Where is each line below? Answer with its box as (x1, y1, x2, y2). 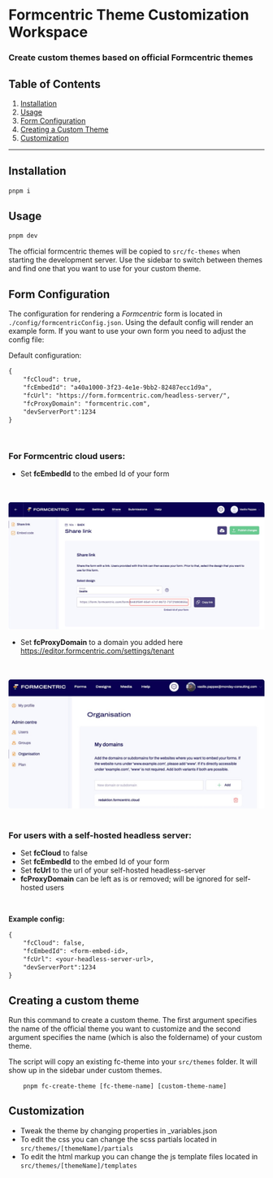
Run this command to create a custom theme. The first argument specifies (8, 1016, 258, 1025)
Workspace (8, 23, 88, 41)
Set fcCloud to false (19, 848, 88, 858)
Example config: (8, 914, 65, 924)
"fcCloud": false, (23, 939, 85, 947)
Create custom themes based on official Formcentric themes (8, 52, 253, 63)
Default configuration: (8, 351, 82, 361)
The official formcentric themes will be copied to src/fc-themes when (8, 246, 241, 257)
